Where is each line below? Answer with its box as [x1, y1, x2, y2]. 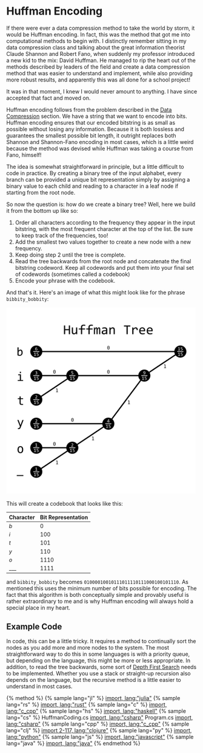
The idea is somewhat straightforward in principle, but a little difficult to [6, 163, 184, 170]
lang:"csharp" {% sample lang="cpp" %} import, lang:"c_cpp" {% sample [6, 720, 190, 727]
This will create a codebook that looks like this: [6, 500, 123, 507]
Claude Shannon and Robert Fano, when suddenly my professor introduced [6, 50, 195, 57]
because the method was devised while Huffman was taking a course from [6, 145, 193, 152]
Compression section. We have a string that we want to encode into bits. [6, 112, 187, 120]
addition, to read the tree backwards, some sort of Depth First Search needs [6, 664, 197, 671]
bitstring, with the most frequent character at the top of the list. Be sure [15, 225, 193, 232]
